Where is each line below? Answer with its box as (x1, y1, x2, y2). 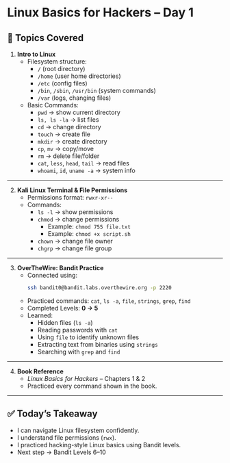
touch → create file (37, 130, 91, 138)
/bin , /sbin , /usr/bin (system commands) (37, 87, 156, 94)
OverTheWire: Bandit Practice (16, 264, 104, 272)
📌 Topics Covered (7, 32, 84, 44)
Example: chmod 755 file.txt (47, 222, 131, 230)
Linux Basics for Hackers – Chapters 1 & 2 (27, 374, 146, 382)
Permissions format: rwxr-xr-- (27, 194, 114, 201)
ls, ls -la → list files (37, 116, 99, 124)
